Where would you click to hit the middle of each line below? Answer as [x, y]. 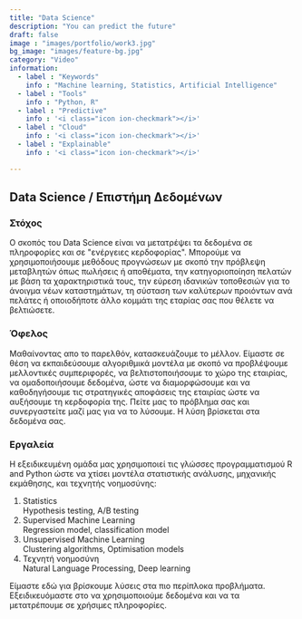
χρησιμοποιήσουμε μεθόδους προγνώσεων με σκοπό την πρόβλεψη [137, 262]
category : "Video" [44, 60]
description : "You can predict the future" [93, 26]
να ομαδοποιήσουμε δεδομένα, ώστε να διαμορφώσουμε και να [130, 382]
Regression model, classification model [96, 529]
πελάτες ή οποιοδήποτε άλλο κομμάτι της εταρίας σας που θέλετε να [142, 301]
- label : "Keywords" [58, 77]
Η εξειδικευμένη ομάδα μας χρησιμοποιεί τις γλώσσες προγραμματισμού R [151, 464]
